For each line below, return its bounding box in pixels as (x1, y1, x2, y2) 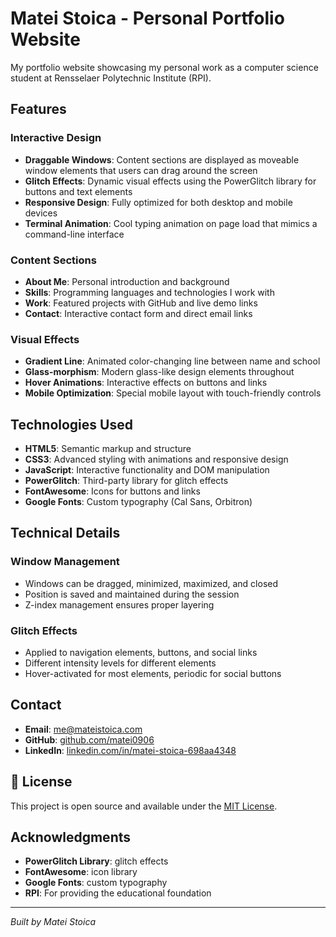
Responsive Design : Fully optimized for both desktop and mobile (24, 196, 293, 208)
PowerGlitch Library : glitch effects (24, 855, 169, 867)
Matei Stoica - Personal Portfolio (10, 7, 285, 30)
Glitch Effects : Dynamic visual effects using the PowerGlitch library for (24, 175, 317, 187)
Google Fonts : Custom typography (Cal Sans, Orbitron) (24, 496, 253, 508)
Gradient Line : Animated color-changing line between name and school (24, 355, 321, 367)
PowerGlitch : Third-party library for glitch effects (24, 475, 229, 487)
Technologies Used (10, 416, 133, 433)
